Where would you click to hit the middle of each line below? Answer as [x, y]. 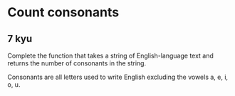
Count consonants [63, 12]
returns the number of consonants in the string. [77, 63]
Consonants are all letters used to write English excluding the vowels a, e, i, [118, 77]
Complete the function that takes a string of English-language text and [110, 55]
